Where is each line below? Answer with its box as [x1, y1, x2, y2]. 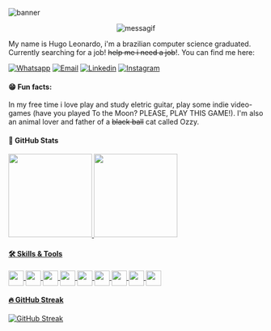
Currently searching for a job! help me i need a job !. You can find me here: [8, 48, 255, 57]
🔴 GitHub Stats [8, 135, 59, 145]
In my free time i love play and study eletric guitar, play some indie [8, 100, 229, 109]
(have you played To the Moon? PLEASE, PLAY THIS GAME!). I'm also [32, 108, 264, 118]
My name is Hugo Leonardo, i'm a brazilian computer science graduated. [8, 39, 252, 49]
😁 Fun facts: [8, 82, 53, 91]
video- [230, 100, 253, 109]
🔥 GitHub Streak [8, 295, 64, 305]
